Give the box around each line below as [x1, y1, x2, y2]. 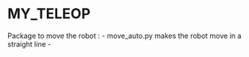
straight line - [7, 39, 52, 48]
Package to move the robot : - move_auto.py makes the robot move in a [7, 31, 242, 40]
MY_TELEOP [7, 5, 91, 23]
